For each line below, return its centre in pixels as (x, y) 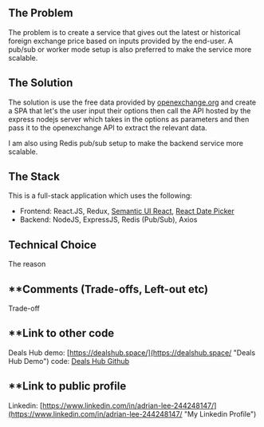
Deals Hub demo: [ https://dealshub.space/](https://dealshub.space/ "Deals (132, 352)
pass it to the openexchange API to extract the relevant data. (108, 128)
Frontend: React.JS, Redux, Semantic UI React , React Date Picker (127, 212)
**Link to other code (61, 333)
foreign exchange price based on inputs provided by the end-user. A (121, 41)
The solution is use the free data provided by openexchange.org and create (132, 102)
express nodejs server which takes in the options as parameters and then (129, 119)
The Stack (34, 177)
